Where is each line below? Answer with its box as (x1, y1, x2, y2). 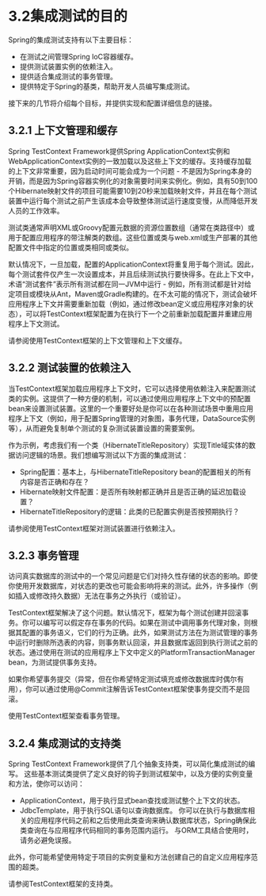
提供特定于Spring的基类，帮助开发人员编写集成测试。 (19, 81, 195, 91)
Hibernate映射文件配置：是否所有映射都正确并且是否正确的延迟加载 (19, 487, 240, 496)
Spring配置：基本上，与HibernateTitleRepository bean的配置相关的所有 (19, 467, 252, 477)
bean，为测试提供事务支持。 (8, 657, 101, 667)
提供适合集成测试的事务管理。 (19, 71, 117, 81)
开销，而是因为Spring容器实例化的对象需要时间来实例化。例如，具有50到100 (8, 176, 258, 186)
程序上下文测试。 (8, 319, 64, 328)
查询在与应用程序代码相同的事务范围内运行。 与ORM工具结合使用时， (26, 825, 253, 835)
